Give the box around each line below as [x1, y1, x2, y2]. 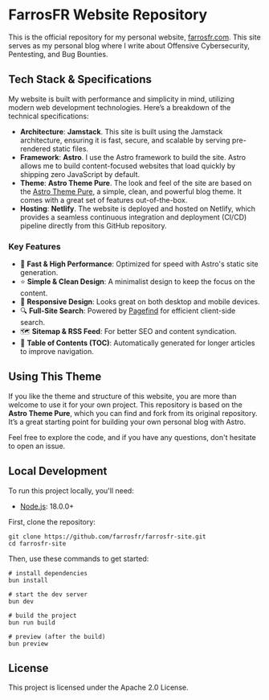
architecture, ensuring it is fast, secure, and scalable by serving [19, 135, 230, 145]
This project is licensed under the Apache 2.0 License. [8, 682, 189, 693]
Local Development [8, 464, 108, 478]
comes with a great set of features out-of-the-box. [19, 195, 188, 204]
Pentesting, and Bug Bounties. [8, 49, 108, 59]
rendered [19, 143, 51, 154]
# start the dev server [8, 590, 88, 599]
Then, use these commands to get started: [8, 554, 149, 563]
